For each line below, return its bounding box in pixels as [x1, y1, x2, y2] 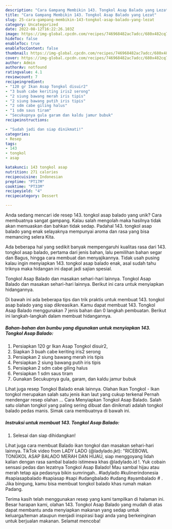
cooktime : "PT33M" [5, 184, 45, 189]
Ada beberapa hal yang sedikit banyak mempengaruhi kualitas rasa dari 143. [5, 244, 166, 250]
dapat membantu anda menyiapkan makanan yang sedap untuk [5, 507, 140, 513]
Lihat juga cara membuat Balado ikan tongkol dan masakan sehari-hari [5, 442, 154, 448]
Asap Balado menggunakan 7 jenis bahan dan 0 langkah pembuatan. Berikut [5, 307, 166, 314]
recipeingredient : [5, 79, 45, 84]
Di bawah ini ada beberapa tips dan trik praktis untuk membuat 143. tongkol [5, 297, 165, 302]
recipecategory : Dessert [5, 193, 58, 198]
